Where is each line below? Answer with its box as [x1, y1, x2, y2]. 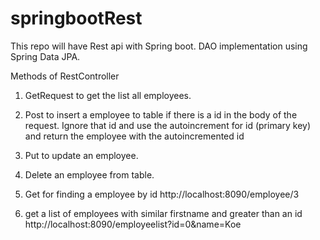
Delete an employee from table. [24, 168, 155, 181]
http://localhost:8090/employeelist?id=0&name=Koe [24, 218, 242, 230]
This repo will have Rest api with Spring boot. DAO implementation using [10, 40, 308, 52]
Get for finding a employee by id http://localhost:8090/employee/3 [24, 188, 300, 200]
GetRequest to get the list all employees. [24, 89, 192, 101]
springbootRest [10, 7, 143, 30]
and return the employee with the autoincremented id [24, 130, 245, 142]
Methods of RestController [10, 70, 120, 82]
